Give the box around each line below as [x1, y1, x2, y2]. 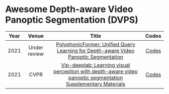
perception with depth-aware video [53, 68, 138, 75]
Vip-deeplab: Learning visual [61, 61, 130, 68]
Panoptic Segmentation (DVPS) [5, 14, 138, 26]
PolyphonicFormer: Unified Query [56, 41, 135, 48]
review [28, 50, 44, 57]
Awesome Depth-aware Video [5, 4, 133, 15]
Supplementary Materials [66, 80, 126, 87]
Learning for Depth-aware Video [57, 47, 135, 54]
